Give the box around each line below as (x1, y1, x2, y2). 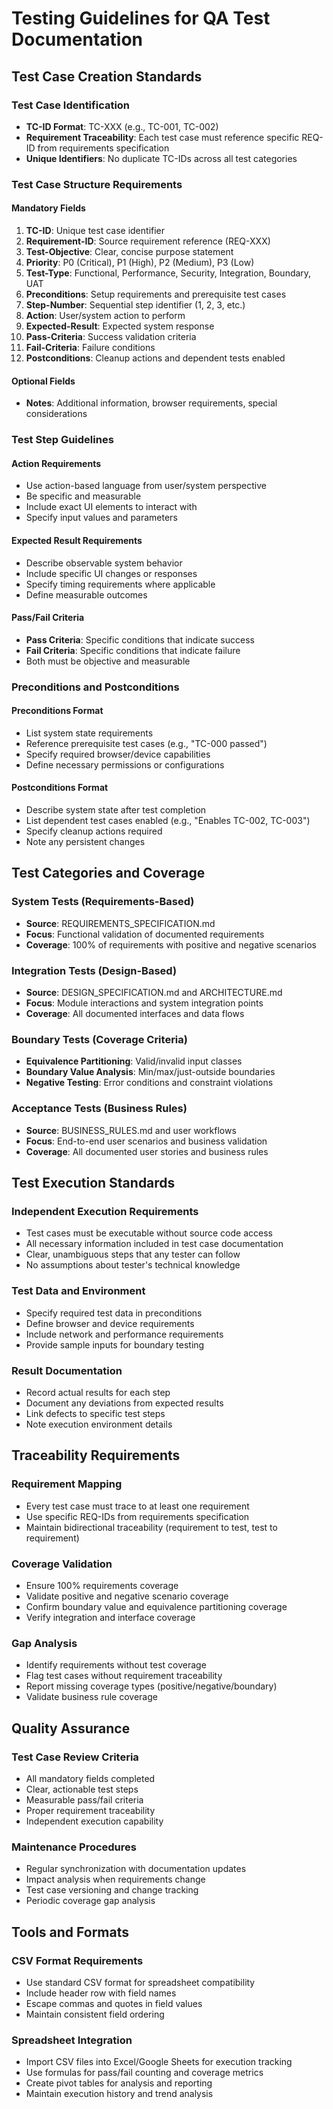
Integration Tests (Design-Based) (11, 963, 178, 977)
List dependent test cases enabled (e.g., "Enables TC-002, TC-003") (25, 815, 311, 827)
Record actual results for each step (25, 1386, 171, 1398)
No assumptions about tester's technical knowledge (25, 1259, 241, 1271)
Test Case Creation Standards (11, 68, 203, 85)
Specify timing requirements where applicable (25, 578, 216, 590)
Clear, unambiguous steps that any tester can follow (25, 1248, 241, 1261)
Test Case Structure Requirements (11, 177, 183, 191)
